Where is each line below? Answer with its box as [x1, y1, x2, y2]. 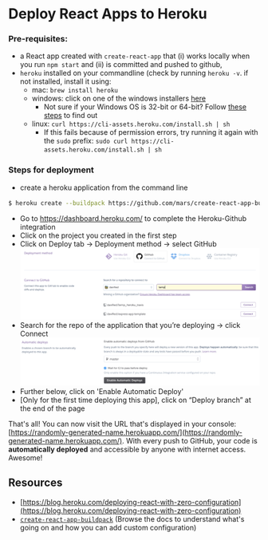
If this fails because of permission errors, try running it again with [43, 128, 258, 137]
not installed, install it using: [19, 77, 112, 86]
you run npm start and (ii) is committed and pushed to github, [19, 60, 223, 69]
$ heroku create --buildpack [8, 199, 105, 207]
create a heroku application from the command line [19, 183, 189, 192]
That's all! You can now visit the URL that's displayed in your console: [8, 419, 237, 428]
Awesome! [8, 452, 43, 463]
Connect [19, 329, 49, 338]
